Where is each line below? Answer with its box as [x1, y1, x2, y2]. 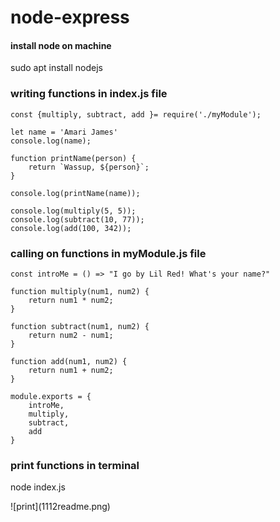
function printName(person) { [10, 153, 137, 163]
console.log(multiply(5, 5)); [10, 206, 137, 216]
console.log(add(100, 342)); [10, 223, 132, 233]
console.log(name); [10, 136, 92, 146]
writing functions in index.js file [10, 87, 168, 101]
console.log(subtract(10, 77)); [10, 214, 145, 225]
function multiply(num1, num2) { [10, 286, 150, 296]
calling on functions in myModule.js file [10, 246, 207, 260]
